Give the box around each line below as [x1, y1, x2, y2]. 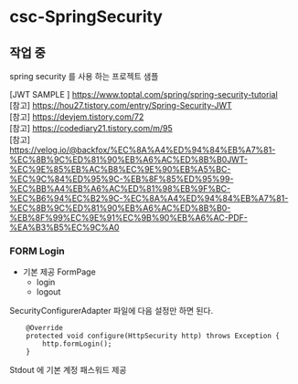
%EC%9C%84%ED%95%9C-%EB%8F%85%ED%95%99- [9, 173, 234, 184]
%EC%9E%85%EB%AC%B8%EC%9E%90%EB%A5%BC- [9, 164, 231, 174]
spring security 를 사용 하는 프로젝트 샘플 [9, 71, 159, 81]
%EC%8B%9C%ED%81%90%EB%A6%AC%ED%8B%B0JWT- [9, 154, 249, 165]
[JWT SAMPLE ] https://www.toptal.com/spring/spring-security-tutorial [9, 89, 279, 99]
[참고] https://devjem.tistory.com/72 [9, 111, 144, 122]
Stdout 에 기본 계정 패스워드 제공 [9, 365, 127, 376]
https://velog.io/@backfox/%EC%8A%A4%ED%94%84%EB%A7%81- [9, 144, 276, 155]
